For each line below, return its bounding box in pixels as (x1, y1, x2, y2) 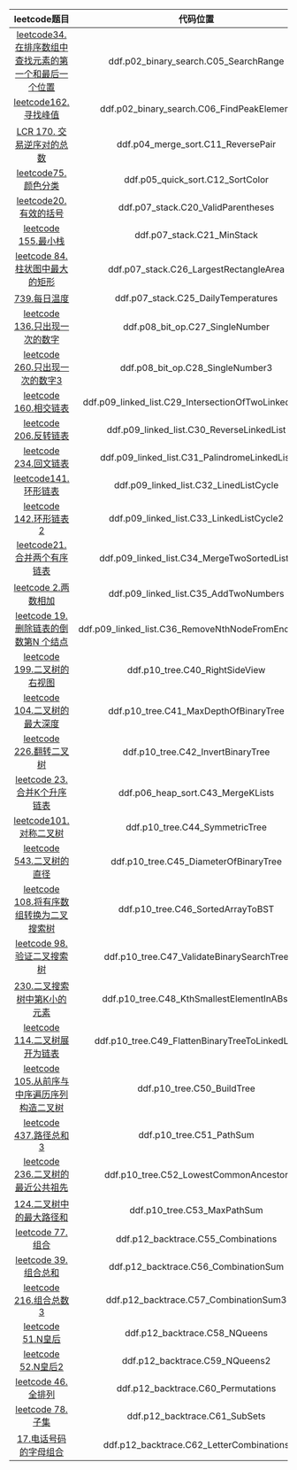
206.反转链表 (13, 429, 70, 442)
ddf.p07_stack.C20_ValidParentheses (118, 201, 275, 213)
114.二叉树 (13, 1034, 61, 1046)
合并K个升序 (16, 786, 67, 798)
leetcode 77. (15, 1226, 68, 1238)
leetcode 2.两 (13, 582, 70, 593)
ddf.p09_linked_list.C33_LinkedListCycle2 (109, 513, 285, 524)
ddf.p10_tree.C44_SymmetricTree (126, 821, 267, 833)
